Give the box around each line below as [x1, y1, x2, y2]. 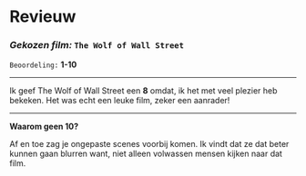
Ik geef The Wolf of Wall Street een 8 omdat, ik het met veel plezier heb [9, 85, 278, 96]
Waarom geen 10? [9, 121, 79, 132]
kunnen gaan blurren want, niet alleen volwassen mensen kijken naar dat [9, 148, 282, 160]
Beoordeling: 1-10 [9, 59, 77, 70]
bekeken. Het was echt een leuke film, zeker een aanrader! [9, 95, 230, 106]
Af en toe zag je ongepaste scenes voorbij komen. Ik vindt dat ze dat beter [9, 139, 290, 150]
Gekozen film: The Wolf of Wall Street [9, 39, 185, 52]
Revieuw [9, 6, 76, 27]
